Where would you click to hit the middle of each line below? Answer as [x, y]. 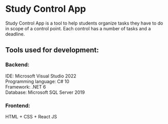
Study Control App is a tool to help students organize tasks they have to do [84, 23]
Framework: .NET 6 [26, 87]
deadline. [15, 34]
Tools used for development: [52, 50]
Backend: [17, 65]
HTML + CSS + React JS [31, 116]
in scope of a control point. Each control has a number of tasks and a [78, 28]
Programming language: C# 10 [37, 81]
